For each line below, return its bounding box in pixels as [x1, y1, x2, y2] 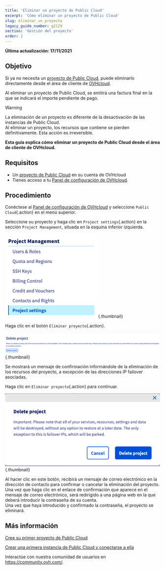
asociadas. [5, 374, 27, 380]
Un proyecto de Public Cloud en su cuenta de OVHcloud [12, 172, 126, 178]
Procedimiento [5, 191, 52, 200]
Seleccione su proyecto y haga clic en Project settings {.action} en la [5, 219, 147, 225]
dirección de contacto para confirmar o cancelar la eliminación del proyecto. [5, 481, 160, 487]
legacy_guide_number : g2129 [5, 24, 63, 28]
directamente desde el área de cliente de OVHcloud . [5, 80, 111, 86]
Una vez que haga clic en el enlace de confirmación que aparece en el [5, 487, 148, 492]
